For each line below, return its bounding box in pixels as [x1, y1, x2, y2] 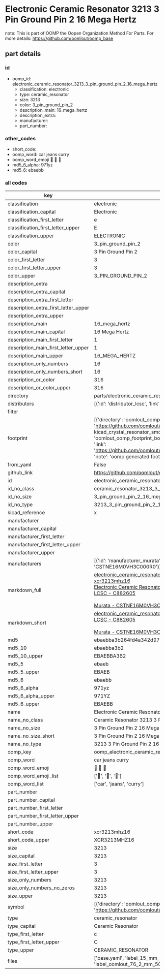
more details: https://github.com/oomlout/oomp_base [5, 35, 113, 41]
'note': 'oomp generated [94, 453, 150, 460]
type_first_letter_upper [7, 939, 60, 945]
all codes [5, 179, 27, 186]
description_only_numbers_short [7, 368, 82, 375]
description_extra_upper [7, 313, 64, 319]
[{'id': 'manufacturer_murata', [94, 557, 162, 564]
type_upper [7, 946, 34, 953]
